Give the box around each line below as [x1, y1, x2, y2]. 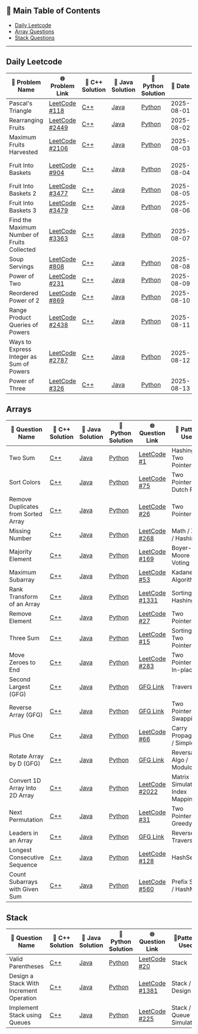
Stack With [9, 979, 39, 987]
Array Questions [14, 28, 55, 35]
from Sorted [9, 510, 42, 518]
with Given [9, 885, 39, 893]
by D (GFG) [9, 760, 41, 768]
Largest [9, 683, 31, 691]
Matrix [171, 773, 190, 781]
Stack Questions [14, 34, 55, 41]
